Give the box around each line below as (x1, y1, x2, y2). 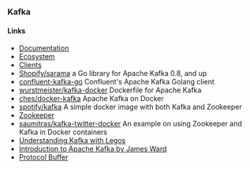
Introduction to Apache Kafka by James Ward (18, 145, 167, 154)
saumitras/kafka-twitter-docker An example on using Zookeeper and (18, 119, 242, 129)
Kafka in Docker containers (18, 127, 108, 137)
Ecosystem (18, 52, 56, 62)
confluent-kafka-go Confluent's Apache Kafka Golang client (18, 77, 215, 87)
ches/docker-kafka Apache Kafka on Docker (18, 94, 164, 103)
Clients (18, 60, 43, 69)
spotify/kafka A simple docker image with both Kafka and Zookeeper (18, 102, 242, 112)
